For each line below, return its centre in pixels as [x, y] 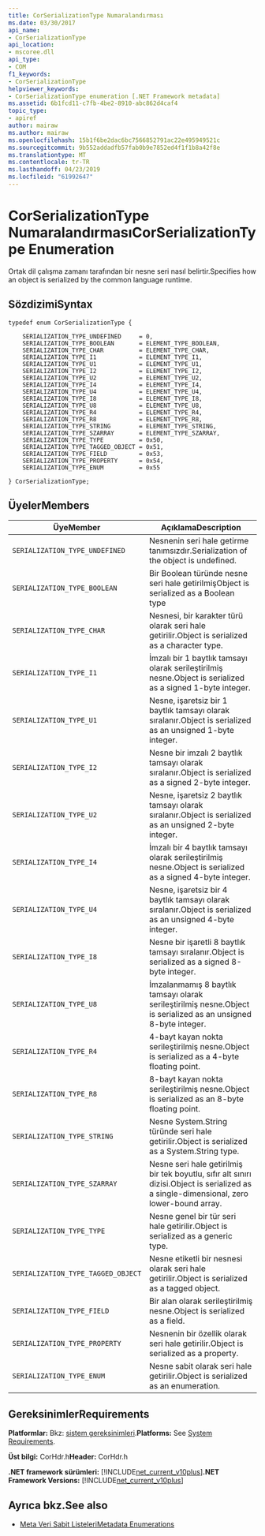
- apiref [22, 118]
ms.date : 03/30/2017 [42, 23]
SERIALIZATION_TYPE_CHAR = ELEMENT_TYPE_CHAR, [116, 350]
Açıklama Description [201, 528]
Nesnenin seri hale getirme [199, 541]
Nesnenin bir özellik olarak [198, 1334]
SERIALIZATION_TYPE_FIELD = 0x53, [93, 454]
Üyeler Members [49, 506]
